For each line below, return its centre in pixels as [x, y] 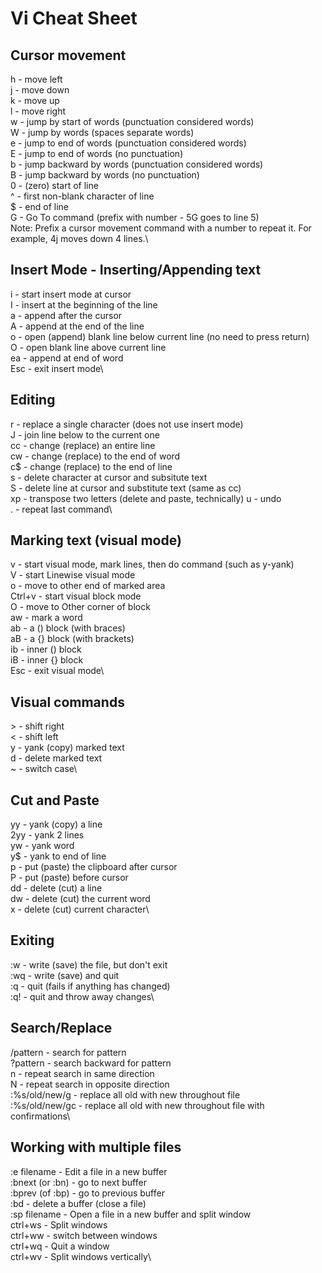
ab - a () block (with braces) [68, 628]
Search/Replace [61, 1028]
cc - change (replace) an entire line [83, 445]
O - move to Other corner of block [80, 607]
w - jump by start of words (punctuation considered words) [132, 121]
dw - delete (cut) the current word [80, 899]
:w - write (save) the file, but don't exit [89, 964]
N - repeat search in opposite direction [90, 1084]
